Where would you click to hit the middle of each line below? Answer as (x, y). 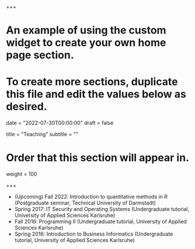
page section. (40, 55)
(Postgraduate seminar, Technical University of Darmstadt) (85, 203)
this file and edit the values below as (96, 94)
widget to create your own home (86, 43)
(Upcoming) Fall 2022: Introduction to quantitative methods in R (91, 197)
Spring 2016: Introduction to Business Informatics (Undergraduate (94, 234)
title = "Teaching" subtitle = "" (42, 134)
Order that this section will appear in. (98, 158)
